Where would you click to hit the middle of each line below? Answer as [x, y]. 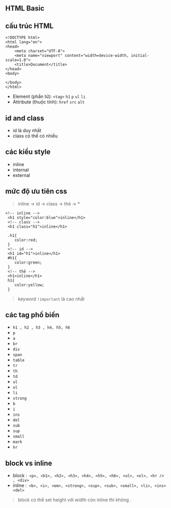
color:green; [28, 262]
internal [21, 170]
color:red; [26, 240]
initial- [140, 56]
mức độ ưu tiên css [36, 191]
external [21, 175]
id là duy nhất [27, 131]
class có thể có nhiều [35, 136]
